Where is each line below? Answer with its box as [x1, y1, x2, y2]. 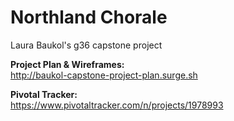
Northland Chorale [10, 6, 168, 29]
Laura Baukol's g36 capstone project [10, 39, 163, 51]
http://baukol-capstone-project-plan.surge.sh [10, 69, 198, 81]
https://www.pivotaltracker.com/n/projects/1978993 [10, 99, 224, 111]
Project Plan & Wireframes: [10, 58, 125, 70]
